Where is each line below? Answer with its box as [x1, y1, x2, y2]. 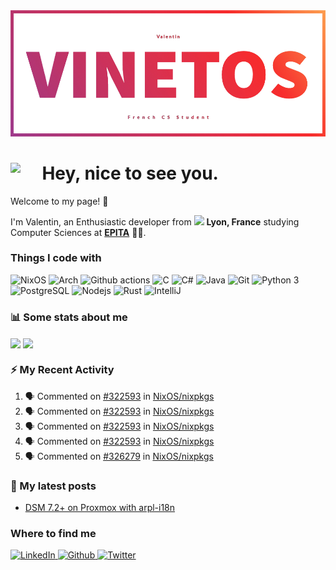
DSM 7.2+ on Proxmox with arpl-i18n [24, 501, 176, 513]
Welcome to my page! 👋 [10, 195, 109, 207]
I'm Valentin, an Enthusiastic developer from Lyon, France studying [10, 215, 300, 228]
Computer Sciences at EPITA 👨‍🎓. [10, 226, 147, 238]
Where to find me [10, 526, 97, 540]
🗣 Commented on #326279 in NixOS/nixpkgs [24, 450, 214, 462]
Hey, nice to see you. [41, 162, 219, 184]
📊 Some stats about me [10, 310, 128, 324]
